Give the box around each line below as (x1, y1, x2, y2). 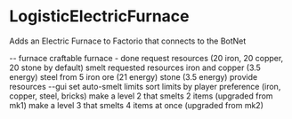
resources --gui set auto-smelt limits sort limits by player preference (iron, (9, 81, 281, 91)
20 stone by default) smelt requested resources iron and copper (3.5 (9, 62, 261, 73)
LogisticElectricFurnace (9, 6, 190, 27)
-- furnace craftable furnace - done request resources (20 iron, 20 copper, (9, 52, 284, 63)
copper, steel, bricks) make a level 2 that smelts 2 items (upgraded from (9, 91, 273, 101)
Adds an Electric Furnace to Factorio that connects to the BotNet (9, 36, 247, 46)
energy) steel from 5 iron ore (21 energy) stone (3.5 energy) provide (9, 71, 258, 82)
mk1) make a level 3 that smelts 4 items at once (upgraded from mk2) (9, 99, 264, 110)
